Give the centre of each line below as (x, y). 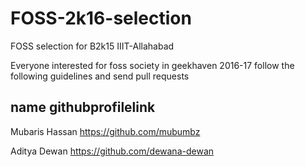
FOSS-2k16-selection (101, 18)
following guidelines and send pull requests (100, 76)
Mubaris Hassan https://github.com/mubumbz (105, 131)
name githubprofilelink (83, 107)
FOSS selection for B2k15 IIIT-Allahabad (92, 46)
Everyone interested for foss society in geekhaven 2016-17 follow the (152, 65)
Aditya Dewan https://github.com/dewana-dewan (112, 151)
